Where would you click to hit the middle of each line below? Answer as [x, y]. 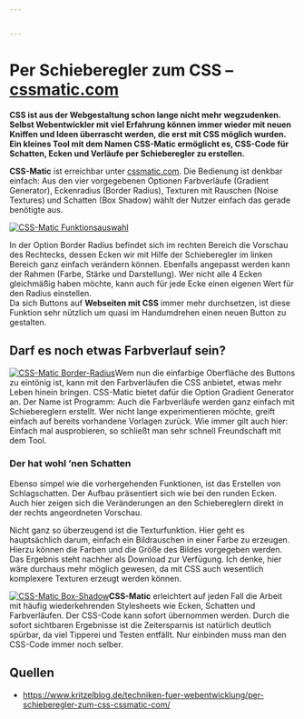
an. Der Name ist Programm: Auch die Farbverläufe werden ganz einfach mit [152, 402]
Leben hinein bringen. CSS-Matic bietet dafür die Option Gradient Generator [152, 392]
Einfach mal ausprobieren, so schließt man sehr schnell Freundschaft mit [145, 430]
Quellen [32, 673]
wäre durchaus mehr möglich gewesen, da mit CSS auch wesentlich [137, 568]
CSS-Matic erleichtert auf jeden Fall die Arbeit [196, 595]
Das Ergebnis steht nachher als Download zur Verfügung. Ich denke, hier [146, 559]
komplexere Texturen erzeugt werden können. [96, 578]
